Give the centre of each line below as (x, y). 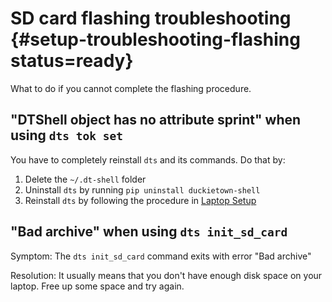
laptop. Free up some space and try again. (97, 286)
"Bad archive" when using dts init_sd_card (149, 232)
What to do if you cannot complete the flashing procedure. (131, 88)
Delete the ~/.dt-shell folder (85, 179)
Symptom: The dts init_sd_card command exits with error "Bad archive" (161, 256)
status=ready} (72, 61)
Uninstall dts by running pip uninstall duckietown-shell (142, 189)
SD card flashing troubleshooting (151, 18)
